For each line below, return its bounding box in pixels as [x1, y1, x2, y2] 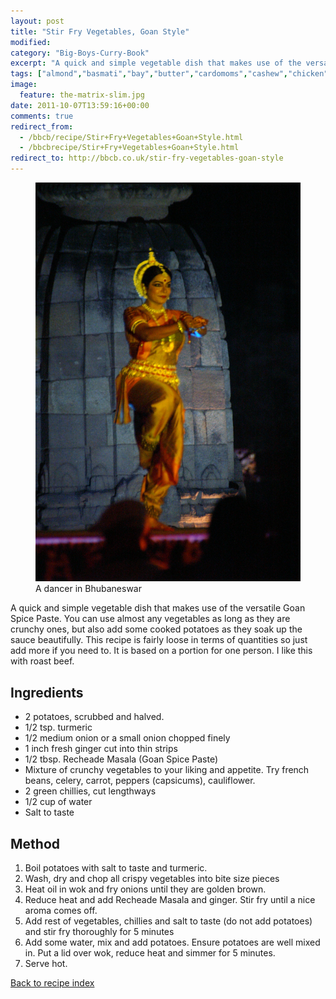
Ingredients [10, 684, 84, 701]
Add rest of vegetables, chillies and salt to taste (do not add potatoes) [24, 915, 313, 927]
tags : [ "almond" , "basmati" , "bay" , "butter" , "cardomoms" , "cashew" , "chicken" [10, 69, 329, 79]
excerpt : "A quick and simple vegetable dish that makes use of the [10, 58, 302, 69]
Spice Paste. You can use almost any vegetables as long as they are [10, 613, 291, 625]
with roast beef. [10, 655, 75, 667]
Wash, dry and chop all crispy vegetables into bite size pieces [24, 873, 280, 885]
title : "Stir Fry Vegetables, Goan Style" [10, 26, 190, 37]
